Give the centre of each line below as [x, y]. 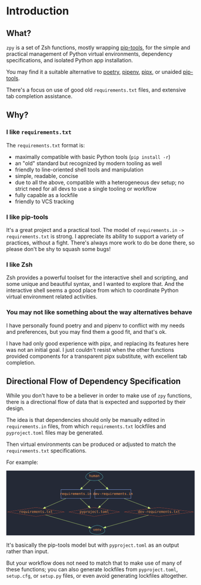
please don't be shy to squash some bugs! [58, 249]
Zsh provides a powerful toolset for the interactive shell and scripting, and [97, 278]
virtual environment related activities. [52, 297]
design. [16, 408]
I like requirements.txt [39, 132]
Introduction [38, 11]
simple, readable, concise [47, 176]
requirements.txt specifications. [46, 451]
